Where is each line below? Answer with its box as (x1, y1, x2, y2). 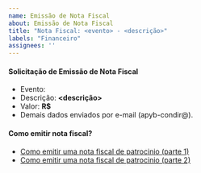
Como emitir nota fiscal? (8, 128, 93, 138)
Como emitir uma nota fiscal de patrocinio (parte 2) (19, 154, 191, 165)
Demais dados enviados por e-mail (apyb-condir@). (19, 110, 194, 120)
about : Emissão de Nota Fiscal (8, 19, 114, 27)
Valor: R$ (19, 101, 52, 111)
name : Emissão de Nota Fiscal (8, 11, 111, 20)
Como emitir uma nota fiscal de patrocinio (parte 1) (19, 146, 190, 156)
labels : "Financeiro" (8, 34, 82, 43)
